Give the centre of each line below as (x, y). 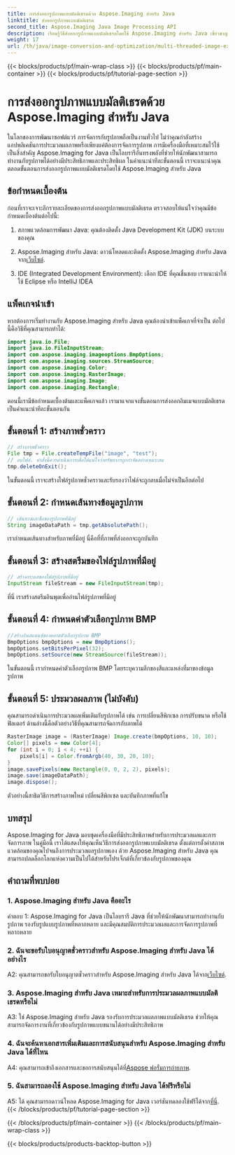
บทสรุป (20, 818)
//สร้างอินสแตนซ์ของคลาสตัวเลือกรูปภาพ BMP (54, 635)
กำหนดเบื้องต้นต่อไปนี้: (33, 216)
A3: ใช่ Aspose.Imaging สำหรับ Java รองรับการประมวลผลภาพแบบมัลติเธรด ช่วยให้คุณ (113, 1017)
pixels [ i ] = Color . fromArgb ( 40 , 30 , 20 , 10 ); (87, 756)
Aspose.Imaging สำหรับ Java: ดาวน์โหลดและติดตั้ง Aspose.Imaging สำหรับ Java (122, 251)
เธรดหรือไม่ (22, 1002)
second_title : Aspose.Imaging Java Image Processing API (92, 27)
